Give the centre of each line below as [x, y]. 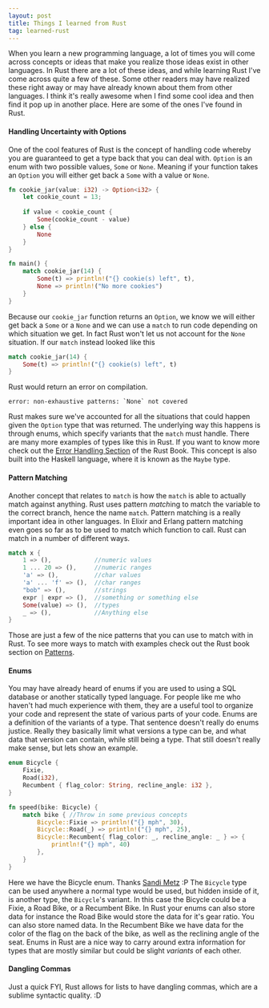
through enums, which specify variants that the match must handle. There [129, 433]
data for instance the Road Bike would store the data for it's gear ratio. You [131, 917]
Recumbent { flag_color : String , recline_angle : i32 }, [118, 786]
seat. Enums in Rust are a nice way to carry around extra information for [127, 942]
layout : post [30, 16]
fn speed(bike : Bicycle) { [53, 807]
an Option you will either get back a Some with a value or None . [109, 175]
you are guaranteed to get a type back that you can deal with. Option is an [130, 158]
